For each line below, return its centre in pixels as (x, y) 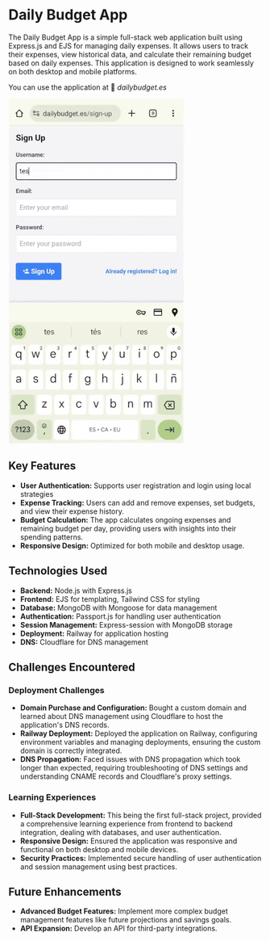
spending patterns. (51, 537)
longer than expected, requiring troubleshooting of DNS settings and (134, 768)
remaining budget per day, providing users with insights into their (128, 528)
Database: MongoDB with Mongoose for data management (118, 607)
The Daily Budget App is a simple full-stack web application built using (126, 37)
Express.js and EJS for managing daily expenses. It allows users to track (128, 45)
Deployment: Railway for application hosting (94, 633)
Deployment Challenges (56, 690)
